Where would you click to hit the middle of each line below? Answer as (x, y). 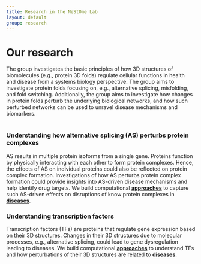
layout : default (26, 17)
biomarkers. (21, 114)
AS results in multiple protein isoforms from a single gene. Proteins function (100, 156)
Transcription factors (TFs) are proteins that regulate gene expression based (101, 229)
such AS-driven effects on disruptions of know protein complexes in (90, 194)
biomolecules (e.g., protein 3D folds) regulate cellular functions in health (95, 75)
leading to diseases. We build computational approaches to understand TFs (100, 248)
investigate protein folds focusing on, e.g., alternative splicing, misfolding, (97, 88)
